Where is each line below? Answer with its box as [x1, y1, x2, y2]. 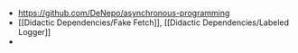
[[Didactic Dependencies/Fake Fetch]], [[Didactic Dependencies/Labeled [17, 17, 290, 28]
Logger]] [17, 27, 51, 37]
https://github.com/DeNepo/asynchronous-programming [17, 8, 230, 18]
